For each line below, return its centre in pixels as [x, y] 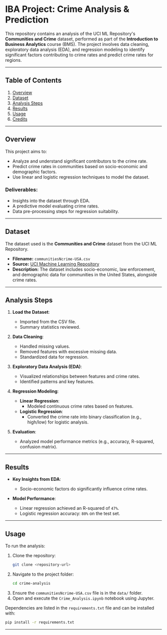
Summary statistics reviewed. [50, 327]
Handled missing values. [45, 346]
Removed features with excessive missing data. [68, 352]
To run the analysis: [25, 546]
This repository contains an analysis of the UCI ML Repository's [70, 33]
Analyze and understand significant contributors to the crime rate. [80, 161]
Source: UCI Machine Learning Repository [56, 264]
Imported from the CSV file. [48, 322]
